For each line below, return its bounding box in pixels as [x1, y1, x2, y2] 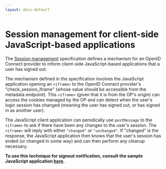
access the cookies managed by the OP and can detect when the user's [5, 97, 153, 103]
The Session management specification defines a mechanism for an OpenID [5, 56, 161, 61]
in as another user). [5, 107, 45, 113]
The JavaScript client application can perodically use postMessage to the [5, 117, 153, 123]
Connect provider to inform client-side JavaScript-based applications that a [5, 60, 160, 67]
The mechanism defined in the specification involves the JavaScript [5, 75, 144, 82]
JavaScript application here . [5, 158, 65, 164]
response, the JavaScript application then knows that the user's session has [5, 132, 162, 139]
